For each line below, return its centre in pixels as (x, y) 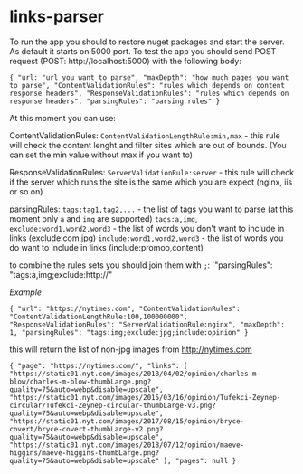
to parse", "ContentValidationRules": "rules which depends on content (147, 85)
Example (26, 292)
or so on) (26, 191)
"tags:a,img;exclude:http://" (61, 274)
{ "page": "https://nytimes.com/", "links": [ (99, 365)
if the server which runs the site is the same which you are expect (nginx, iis (151, 182)
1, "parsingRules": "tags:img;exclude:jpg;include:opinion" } (129, 332)
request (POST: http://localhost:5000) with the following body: (125, 61)
